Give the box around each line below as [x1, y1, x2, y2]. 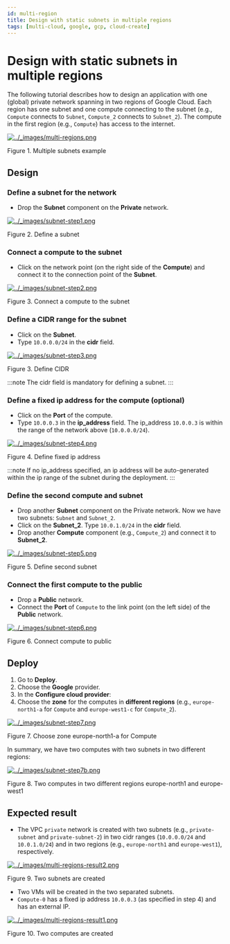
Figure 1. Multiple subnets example [7, 147, 107, 155]
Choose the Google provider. [17, 683, 100, 691]
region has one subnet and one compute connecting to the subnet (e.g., [7, 105, 213, 114]
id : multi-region [7, 10, 57, 17]
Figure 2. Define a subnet [7, 230, 80, 238]
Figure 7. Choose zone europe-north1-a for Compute [7, 732, 157, 740]
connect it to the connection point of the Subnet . [17, 271, 157, 279]
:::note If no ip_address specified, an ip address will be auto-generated [7, 465, 209, 474]
